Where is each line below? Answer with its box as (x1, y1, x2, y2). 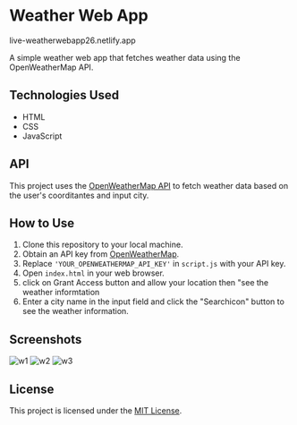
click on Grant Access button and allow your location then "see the (21, 277, 269, 288)
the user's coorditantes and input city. (9, 190, 149, 200)
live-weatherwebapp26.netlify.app (9, 35, 136, 46)
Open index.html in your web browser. (21, 268, 165, 278)
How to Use (9, 216, 75, 231)
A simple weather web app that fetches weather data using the (9, 52, 241, 63)
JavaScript (21, 131, 63, 141)
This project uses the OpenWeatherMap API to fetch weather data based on (9, 180, 289, 191)
